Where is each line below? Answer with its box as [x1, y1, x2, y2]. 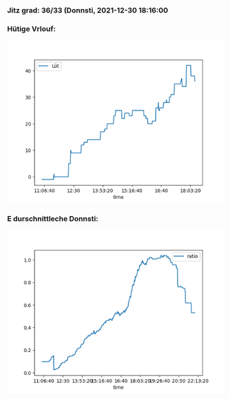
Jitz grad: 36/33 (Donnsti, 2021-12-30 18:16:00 [7, 6, 169, 15]
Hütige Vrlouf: [7, 23, 56, 33]
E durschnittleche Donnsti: [7, 214, 98, 224]
